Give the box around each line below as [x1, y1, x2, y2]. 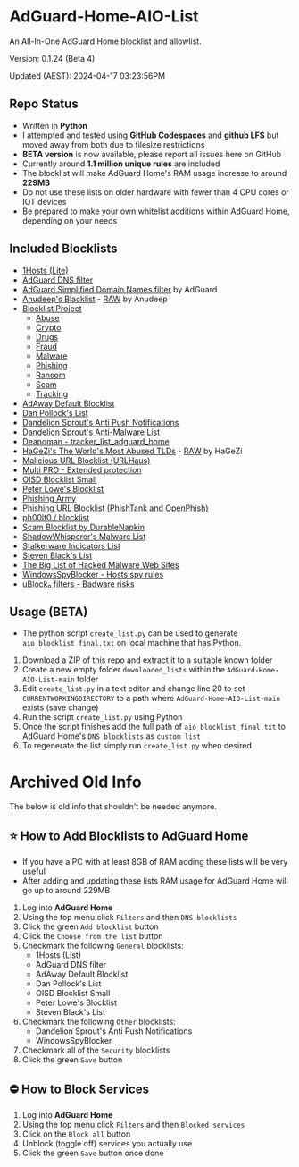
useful [21, 866, 46, 877]
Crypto [35, 322, 62, 333]
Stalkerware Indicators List [21, 540, 120, 551]
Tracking [35, 388, 69, 399]
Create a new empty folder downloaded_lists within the [21, 664, 226, 675]
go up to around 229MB [21, 885, 111, 896]
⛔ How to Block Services [9, 1081, 150, 1096]
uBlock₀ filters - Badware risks [21, 579, 136, 589]
